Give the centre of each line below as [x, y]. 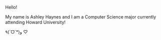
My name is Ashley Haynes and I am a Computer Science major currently [81, 17]
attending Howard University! [36, 22]
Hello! [11, 7]
